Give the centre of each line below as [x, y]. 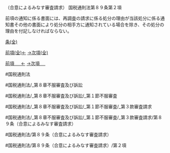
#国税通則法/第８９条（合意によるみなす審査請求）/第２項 [66, 145]
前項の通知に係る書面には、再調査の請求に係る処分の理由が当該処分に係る [83, 18]
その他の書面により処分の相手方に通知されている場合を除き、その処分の [89, 25]
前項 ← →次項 [23, 63]
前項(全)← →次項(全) [27, 53]
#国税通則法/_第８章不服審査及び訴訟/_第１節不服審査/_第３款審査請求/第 [82, 117]
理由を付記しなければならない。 [38, 31]
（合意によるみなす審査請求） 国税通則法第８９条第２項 [63, 7]
